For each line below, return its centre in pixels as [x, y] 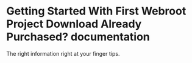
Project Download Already [74, 24]
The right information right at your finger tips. [63, 53]
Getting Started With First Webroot [96, 11]
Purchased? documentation [78, 37]
